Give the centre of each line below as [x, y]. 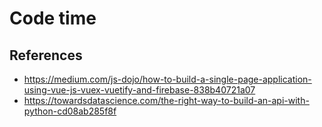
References [46, 55]
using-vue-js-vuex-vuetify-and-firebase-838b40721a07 [139, 90]
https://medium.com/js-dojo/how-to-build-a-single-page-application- [167, 79]
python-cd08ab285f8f [70, 111]
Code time [53, 18]
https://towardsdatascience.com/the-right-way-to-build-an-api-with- [166, 100]
